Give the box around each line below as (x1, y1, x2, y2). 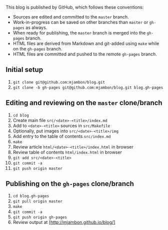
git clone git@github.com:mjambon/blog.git (12, 79, 105, 84)
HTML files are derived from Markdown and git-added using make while (12, 40, 159, 46)
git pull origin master (12, 199, 63, 204)
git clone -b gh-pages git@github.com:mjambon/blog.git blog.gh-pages (12, 85, 163, 90)
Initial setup (5, 65, 43, 74)
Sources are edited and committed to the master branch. (12, 14, 129, 19)
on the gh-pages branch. (12, 46, 62, 51)
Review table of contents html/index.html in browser (12, 149, 122, 155)
